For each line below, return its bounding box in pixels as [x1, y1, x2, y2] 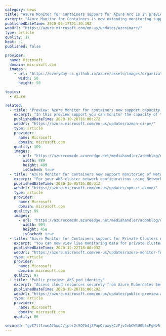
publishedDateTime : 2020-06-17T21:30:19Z [5, 21, 92, 26]
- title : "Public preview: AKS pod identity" [9, 277, 105, 282]
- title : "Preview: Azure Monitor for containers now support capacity [9, 107, 161, 113]
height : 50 [18, 81, 41, 85]
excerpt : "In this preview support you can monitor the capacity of [14, 112, 158, 117]
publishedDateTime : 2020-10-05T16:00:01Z [14, 181, 100, 186]
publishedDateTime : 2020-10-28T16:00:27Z [14, 117, 100, 122]
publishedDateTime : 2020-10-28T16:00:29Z [14, 287, 100, 292]
